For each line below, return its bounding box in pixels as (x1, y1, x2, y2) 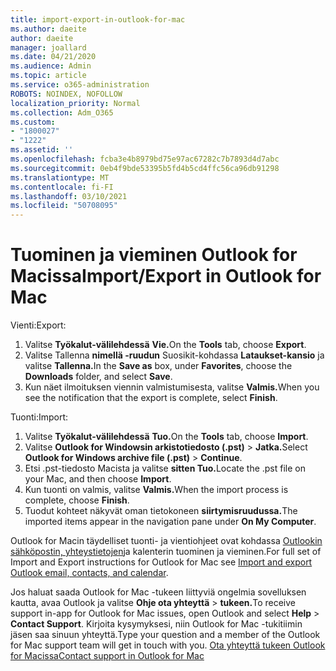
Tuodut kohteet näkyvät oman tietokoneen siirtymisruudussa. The (24, 505, 298, 517)
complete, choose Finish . (24, 494, 130, 506)
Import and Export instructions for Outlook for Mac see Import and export (10, 556, 313, 568)
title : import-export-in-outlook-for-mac (10, 14, 186, 25)
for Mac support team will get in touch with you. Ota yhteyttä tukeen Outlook (10, 639, 326, 651)
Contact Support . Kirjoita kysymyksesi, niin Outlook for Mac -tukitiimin (10, 618, 303, 630)
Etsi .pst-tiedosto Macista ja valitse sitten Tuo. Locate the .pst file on (24, 462, 307, 475)
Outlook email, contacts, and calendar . (10, 567, 169, 579)
